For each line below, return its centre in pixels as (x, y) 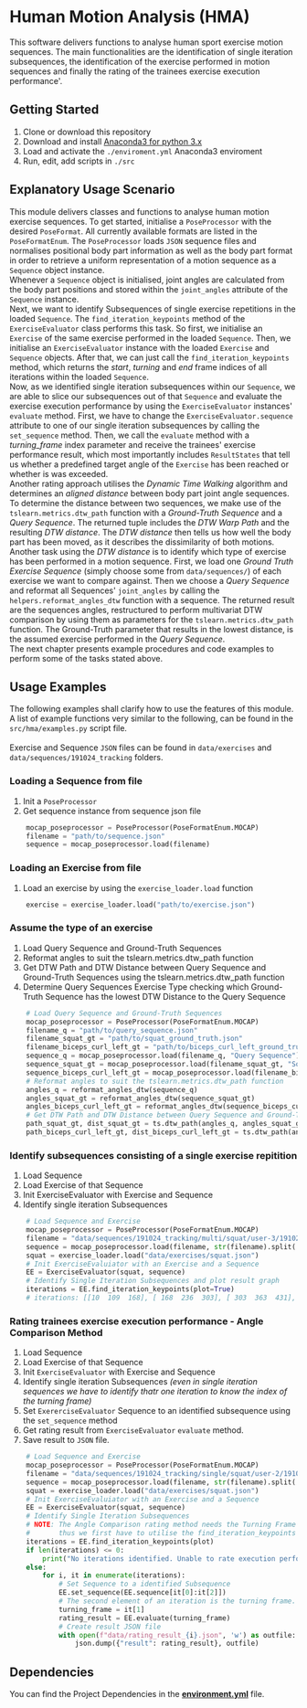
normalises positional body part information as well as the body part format (151, 250)
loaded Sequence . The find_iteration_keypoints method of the (127, 318)
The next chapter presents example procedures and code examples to (142, 648)
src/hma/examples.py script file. (69, 728)
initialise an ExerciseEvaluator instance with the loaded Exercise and (139, 347)
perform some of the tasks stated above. (86, 658)
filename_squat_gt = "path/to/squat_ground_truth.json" (135, 1039)
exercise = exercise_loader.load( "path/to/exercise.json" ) (141, 905)
